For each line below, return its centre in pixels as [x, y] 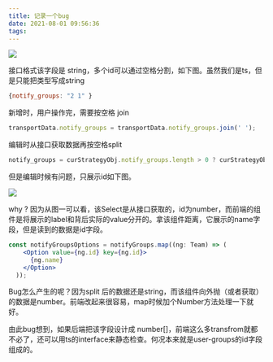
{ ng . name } [46, 260]
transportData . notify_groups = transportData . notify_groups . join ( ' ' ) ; [132, 128]
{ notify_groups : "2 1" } [50, 96]
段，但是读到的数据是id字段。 [58, 229]
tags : [17, 31]
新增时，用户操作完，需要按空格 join [69, 113]
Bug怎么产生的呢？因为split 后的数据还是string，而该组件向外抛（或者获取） [136, 292]
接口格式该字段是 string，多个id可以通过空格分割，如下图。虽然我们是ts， [132, 71]
